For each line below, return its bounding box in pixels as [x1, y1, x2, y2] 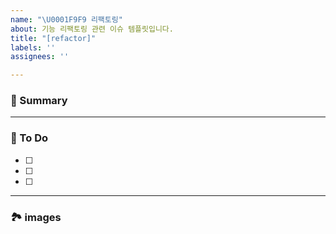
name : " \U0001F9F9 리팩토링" [10, 14, 123, 25]
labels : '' [10, 42, 56, 53]
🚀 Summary [10, 94, 68, 108]
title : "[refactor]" [10, 33, 97, 43]
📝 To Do [10, 131, 49, 145]
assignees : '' [10, 52, 70, 62]
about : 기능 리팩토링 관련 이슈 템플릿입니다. [10, 24, 174, 34]
